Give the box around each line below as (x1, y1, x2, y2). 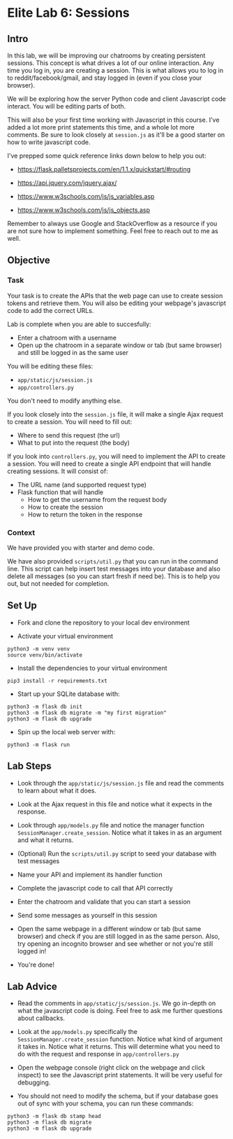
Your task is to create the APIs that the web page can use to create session (7, 291, 223, 300)
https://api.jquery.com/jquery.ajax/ (17, 179, 117, 187)
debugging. (17, 1078, 51, 1086)
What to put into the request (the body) (17, 438, 130, 447)
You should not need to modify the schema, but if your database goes (17, 1092, 218, 1100)
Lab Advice (7, 981, 58, 992)
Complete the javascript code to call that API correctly (17, 883, 173, 892)
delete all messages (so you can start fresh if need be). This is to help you (7, 572, 220, 580)
